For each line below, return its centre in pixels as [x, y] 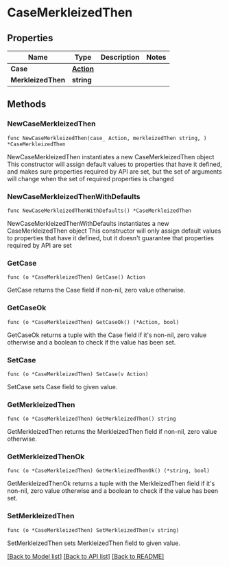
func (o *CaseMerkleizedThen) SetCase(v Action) [78, 374]
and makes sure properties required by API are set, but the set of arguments [114, 171]
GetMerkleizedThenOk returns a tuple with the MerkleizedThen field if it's [111, 484]
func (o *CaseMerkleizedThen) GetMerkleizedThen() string [92, 419]
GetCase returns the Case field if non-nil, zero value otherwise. [96, 290]
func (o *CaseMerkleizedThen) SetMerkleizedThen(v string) [93, 530]
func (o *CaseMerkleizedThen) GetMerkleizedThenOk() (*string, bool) [109, 471]
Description [120, 57]
